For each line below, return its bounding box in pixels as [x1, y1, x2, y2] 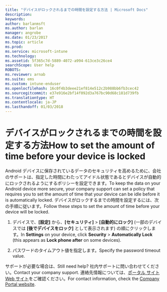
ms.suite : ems [5, 77, 35, 82]
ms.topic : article [5, 40, 43, 45]
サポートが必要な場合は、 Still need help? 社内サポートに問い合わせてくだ [5, 263, 155, 269]
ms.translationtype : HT [5, 95, 55, 100]
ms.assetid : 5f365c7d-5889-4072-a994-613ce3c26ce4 [5, 58, 112, 63]
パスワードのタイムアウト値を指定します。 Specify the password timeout [12, 247, 161, 253]
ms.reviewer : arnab [5, 72, 46, 77]
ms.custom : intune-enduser [5, 81, 61, 86]
